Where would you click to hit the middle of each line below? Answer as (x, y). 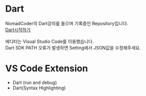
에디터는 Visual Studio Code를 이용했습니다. (49, 41)
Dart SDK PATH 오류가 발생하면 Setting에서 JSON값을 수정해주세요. (73, 47)
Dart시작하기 (18, 30)
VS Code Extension (47, 68)
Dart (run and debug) (35, 82)
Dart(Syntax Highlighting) (39, 88)
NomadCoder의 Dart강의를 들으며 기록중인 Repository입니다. (67, 23)
